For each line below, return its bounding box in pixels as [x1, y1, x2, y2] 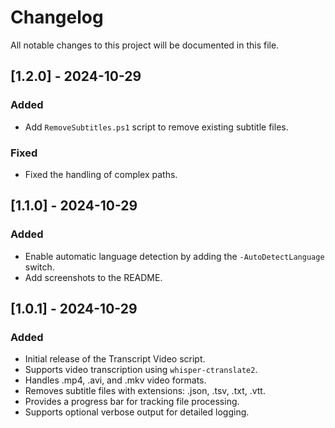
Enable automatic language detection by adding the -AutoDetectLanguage [24, 250, 325, 262]
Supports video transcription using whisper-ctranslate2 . [24, 364, 258, 376]
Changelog [10, 6, 104, 29]
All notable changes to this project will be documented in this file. [10, 39, 280, 51]
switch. [24, 261, 55, 273]
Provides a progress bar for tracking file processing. [24, 396, 240, 408]
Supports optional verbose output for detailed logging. [24, 406, 250, 418]
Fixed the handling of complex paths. [24, 168, 178, 180]
